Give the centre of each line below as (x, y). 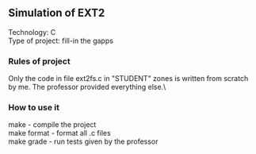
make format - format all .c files (59, 133)
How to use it (34, 108)
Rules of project (39, 61)
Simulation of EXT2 (57, 13)
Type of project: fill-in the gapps (61, 40)
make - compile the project (52, 125)
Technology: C (32, 32)
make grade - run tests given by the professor (83, 141)
